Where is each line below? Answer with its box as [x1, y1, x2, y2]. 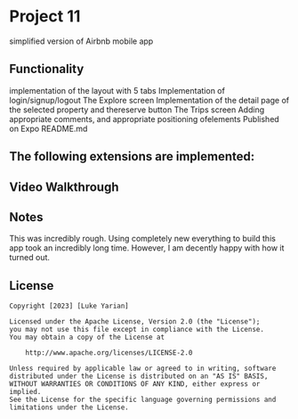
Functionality [9, 62, 85, 77]
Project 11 [9, 6, 81, 27]
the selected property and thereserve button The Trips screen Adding [9, 104, 265, 115]
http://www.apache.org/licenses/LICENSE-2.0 [25, 349, 193, 357]
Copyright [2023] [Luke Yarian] [9, 301, 129, 311]
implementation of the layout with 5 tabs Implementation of [9, 85, 225, 95]
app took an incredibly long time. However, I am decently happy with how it [9, 242, 285, 253]
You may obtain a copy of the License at [9, 333, 165, 342]
